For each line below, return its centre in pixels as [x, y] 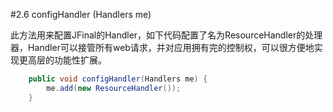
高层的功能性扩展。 [67, 60]
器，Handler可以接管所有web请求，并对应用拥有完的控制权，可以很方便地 [162, 47]
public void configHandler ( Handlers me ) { [118, 79]
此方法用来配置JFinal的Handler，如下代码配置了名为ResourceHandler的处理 [166, 35]
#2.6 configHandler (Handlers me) [81, 14]
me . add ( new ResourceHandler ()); [114, 88]
